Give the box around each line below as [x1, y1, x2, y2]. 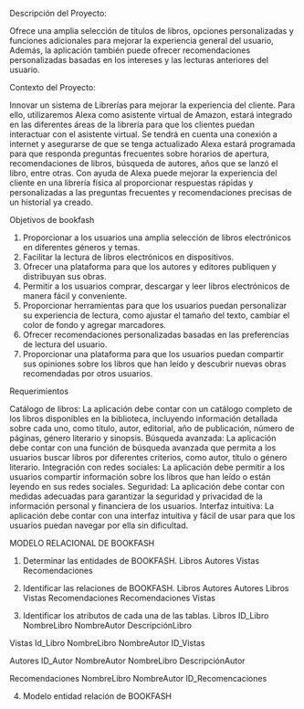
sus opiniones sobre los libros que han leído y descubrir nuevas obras [22, 358, 287, 369]
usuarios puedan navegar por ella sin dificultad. [9, 520, 189, 531]
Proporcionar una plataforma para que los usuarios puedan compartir [22, 349, 285, 359]
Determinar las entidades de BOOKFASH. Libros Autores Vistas [22, 556, 260, 566]
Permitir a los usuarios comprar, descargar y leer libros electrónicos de [22, 280, 290, 291]
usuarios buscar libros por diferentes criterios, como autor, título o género [9, 452, 288, 462]
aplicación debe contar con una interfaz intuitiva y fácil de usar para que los [9, 511, 296, 521]
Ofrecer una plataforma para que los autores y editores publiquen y [22, 261, 277, 272]
